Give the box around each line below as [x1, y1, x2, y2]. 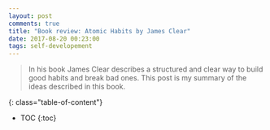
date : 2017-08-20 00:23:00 [8, 34, 100, 43]
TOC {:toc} [20, 113, 57, 123]
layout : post [8, 11, 53, 20]
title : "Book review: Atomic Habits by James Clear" [8, 27, 191, 35]
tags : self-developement [8, 42, 93, 50]
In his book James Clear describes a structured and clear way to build [28, 64, 263, 74]
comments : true [8, 19, 60, 28]
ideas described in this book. [28, 82, 126, 92]
